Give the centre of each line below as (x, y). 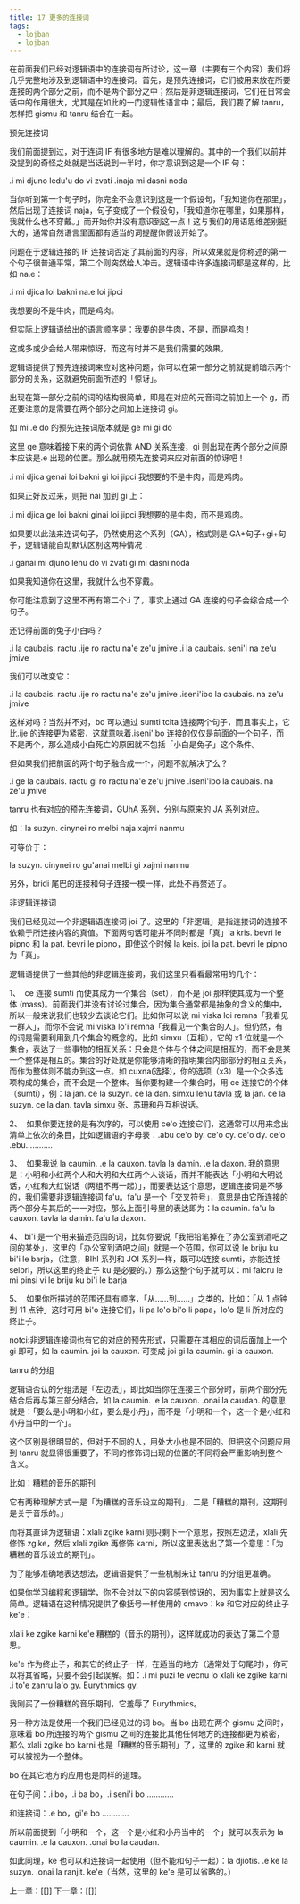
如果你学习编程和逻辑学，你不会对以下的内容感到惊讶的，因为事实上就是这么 (150, 1593)
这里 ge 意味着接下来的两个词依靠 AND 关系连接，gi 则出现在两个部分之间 (145, 447)
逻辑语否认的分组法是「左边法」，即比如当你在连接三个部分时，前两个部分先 (148, 1389)
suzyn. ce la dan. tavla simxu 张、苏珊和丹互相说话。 (106, 1105)
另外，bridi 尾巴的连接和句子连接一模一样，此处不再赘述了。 (121, 884)
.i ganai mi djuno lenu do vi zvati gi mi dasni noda (100, 563)
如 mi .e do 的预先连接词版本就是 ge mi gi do (91, 428)
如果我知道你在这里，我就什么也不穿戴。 (83, 581)
